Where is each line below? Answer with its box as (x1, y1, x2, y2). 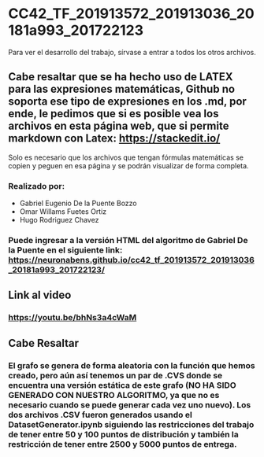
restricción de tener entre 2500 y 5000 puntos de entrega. (8, 438, 237, 449)
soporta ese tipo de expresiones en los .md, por (8, 95, 247, 109)
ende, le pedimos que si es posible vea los (8, 107, 219, 120)
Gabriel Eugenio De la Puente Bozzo (19, 198, 137, 208)
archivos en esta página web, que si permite (8, 120, 229, 133)
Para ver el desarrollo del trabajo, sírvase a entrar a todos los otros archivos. (8, 47, 256, 57)
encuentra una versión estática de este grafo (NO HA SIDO (8, 379, 236, 390)
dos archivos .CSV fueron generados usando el (8, 409, 193, 420)
